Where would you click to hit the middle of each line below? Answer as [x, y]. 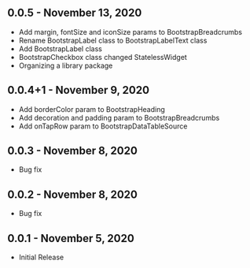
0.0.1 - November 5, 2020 [71, 238]
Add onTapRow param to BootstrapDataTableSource [103, 126]
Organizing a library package [66, 65]
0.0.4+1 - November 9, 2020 [79, 90]
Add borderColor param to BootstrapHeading [92, 109]
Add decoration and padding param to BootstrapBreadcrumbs [119, 117]
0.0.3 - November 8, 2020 [73, 151]
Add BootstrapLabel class [61, 48]
